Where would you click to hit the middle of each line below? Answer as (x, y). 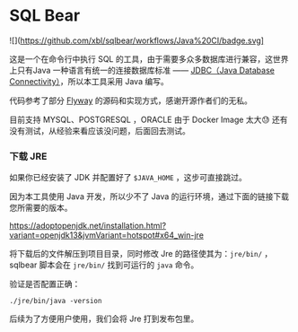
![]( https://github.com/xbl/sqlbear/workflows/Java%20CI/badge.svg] (137, 40)
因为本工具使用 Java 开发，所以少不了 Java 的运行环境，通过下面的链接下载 (149, 197)
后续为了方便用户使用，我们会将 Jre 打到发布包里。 (104, 319)
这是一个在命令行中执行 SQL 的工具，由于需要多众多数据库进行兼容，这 (141, 58)
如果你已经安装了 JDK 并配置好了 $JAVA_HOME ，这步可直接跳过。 (128, 178)
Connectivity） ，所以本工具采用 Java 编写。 (89, 81)
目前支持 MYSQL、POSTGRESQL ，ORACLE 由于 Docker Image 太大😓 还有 (149, 119)
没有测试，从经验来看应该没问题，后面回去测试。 (100, 130)
